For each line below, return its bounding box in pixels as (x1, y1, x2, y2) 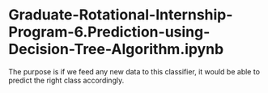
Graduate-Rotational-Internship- (8, 6, 233, 24)
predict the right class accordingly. (8, 75, 125, 85)
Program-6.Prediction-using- (8, 23, 211, 41)
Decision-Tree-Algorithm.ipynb (8, 40, 224, 58)
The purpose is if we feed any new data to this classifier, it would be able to (8, 66, 261, 76)
